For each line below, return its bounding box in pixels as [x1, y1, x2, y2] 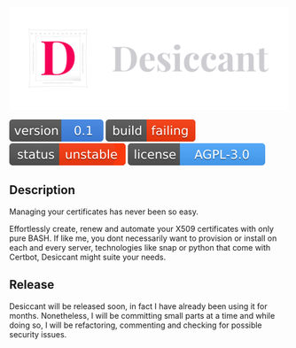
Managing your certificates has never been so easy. [9, 206, 199, 217]
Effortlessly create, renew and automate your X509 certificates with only [9, 223, 275, 234]
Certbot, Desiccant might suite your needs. [9, 251, 167, 262]
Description [9, 182, 75, 197]
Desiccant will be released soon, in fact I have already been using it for [9, 300, 268, 312]
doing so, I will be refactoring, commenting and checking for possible [9, 320, 263, 330]
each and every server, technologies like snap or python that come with [9, 242, 271, 252]
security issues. [9, 329, 67, 339]
